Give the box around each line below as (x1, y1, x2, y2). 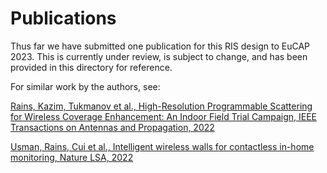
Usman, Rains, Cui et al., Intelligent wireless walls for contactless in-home (10, 140, 315, 152)
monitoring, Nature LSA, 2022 (10, 151, 134, 163)
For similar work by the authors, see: (10, 80, 161, 92)
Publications (10, 7, 117, 30)
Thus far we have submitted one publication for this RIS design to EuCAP (10, 40, 310, 52)
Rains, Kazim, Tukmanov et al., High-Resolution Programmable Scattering (10, 100, 313, 112)
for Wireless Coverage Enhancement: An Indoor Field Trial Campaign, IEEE (10, 110, 318, 122)
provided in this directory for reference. (10, 61, 173, 73)
